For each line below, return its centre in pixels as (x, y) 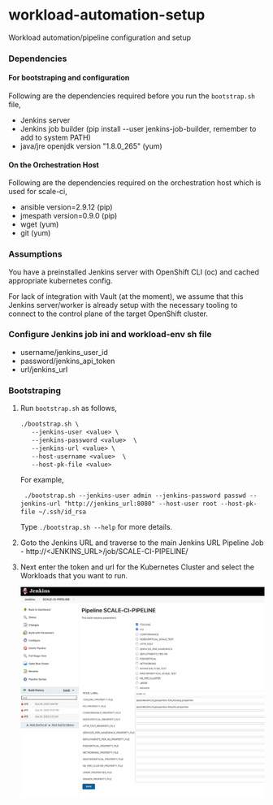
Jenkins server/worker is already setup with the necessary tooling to (123, 305)
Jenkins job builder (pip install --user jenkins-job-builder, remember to (138, 129)
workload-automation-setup (107, 15)
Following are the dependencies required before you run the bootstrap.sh (132, 96)
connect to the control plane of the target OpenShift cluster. (108, 314)
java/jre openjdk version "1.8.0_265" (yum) (91, 146)
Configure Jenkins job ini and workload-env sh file (110, 335)
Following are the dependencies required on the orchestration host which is (135, 183)
